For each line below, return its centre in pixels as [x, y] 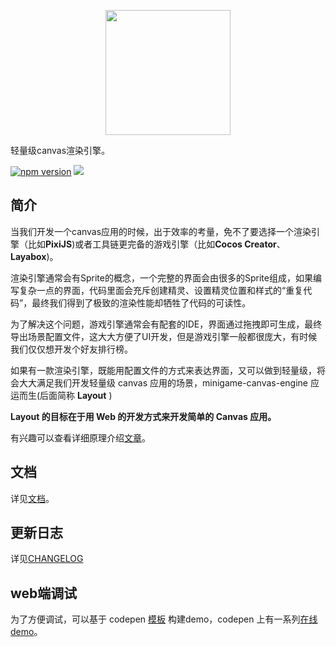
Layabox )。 [34, 256]
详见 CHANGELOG [47, 559]
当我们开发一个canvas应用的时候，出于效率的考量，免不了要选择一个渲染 [161, 231]
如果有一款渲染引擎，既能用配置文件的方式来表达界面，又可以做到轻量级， [163, 370]
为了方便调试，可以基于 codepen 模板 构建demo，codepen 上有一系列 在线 [164, 619]
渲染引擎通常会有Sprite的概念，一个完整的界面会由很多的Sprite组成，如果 [161, 277]
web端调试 [44, 593]
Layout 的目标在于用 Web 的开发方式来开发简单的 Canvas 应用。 [143, 416]
